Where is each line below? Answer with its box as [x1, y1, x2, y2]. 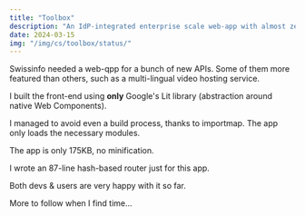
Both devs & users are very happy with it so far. [9, 181, 186, 191]
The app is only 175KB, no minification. [9, 145, 154, 156]
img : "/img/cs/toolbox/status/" [9, 38, 132, 48]
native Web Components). [9, 101, 107, 112]
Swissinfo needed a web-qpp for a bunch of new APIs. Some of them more [9, 64, 290, 74]
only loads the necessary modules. [9, 128, 141, 139]
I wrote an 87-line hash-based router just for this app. [9, 162, 211, 173]
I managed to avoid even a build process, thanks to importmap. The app [9, 118, 279, 129]
